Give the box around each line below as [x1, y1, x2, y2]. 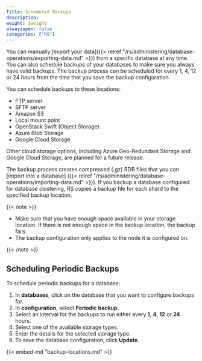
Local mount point [14, 116, 60, 124]
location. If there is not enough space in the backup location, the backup [14, 222, 196, 229]
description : [6, 15, 39, 21]
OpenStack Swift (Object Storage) [14, 123, 99, 130]
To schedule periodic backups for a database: [6, 279, 121, 286]
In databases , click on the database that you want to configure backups [14, 291, 195, 299]
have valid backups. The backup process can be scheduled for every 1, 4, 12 [6, 67, 197, 75]
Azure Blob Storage [14, 130, 64, 137]
